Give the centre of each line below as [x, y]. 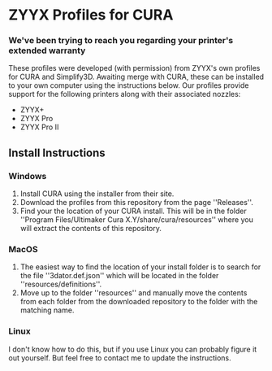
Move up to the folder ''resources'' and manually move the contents [134, 293]
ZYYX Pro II [39, 127]
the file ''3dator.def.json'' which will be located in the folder [119, 276]
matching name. [47, 310]
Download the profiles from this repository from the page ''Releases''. [137, 203]
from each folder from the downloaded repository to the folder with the [139, 302]
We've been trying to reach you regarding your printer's [121, 41]
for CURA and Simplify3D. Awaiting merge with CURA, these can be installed [136, 77]
